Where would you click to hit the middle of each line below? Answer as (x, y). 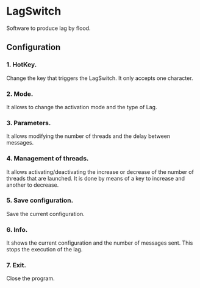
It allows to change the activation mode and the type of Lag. (82, 107)
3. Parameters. (29, 123)
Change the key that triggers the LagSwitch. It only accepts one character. (100, 78)
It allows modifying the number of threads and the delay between (88, 136)
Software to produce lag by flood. (48, 28)
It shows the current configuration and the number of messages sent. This (100, 243)
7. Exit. (16, 265)
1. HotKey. (22, 65)
